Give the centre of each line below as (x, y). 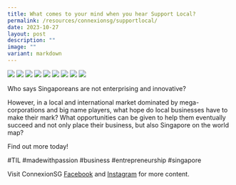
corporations (26, 110)
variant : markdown (35, 54)
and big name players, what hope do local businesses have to (137, 110)
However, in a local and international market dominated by (93, 102)
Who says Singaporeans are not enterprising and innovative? (97, 88)
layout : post (27, 34)
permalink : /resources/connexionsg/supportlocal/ (83, 21)
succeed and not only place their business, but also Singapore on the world (118, 125)
